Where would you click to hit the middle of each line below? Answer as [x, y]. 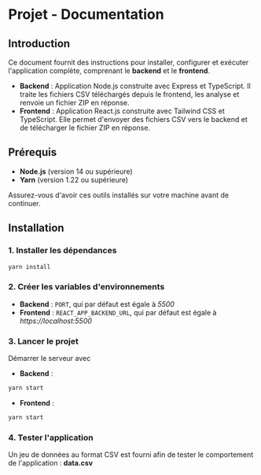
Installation [36, 228]
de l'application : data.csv [51, 463]
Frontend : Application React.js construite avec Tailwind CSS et [122, 111]
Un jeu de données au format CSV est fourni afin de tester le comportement [131, 455]
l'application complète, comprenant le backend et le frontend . [109, 71]
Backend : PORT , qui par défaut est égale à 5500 [97, 304]
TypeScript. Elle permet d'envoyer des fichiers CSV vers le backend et [133, 119]
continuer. [24, 203]
